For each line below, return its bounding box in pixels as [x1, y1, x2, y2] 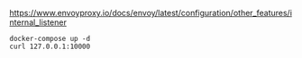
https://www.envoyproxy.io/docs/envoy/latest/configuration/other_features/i [9, 8, 293, 18]
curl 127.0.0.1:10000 [9, 42, 91, 51]
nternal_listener [9, 17, 68, 28]
